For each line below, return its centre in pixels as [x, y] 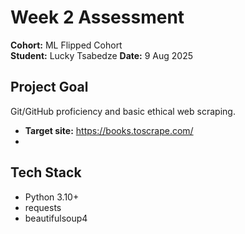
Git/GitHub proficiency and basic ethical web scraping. [123, 111]
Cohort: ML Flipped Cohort [66, 45]
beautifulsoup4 [56, 218]
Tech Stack [46, 172]
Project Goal [49, 87]
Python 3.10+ [52, 197]
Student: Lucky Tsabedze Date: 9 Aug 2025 [101, 55]
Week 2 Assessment [97, 17]
